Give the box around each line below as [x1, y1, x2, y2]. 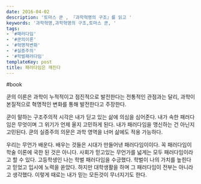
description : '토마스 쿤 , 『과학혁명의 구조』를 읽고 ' [6, 14, 132, 20]
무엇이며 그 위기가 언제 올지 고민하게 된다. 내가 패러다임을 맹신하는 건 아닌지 [17, 121, 195, 128]
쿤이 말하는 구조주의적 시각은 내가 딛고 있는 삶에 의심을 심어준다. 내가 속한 [6, 113, 179, 120]
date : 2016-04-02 [6, 8, 50, 15]
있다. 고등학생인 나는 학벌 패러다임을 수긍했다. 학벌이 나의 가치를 [25, 156, 176, 164]
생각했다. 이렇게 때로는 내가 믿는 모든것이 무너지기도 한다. [12, 171, 147, 179]
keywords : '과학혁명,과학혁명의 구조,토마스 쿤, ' [6, 20, 116, 26]
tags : [6, 25, 20, 32]
